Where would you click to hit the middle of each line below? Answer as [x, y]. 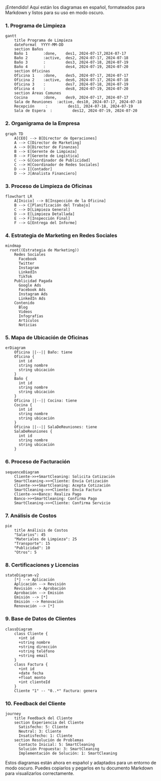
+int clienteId [34, 682]
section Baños [29, 49]
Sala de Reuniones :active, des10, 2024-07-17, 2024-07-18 [78, 102]
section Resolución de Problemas [49, 740]
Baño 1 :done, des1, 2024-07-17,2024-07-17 [70, 54]
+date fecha [31, 673]
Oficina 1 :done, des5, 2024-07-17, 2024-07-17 [71, 76]
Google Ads [30, 285]
